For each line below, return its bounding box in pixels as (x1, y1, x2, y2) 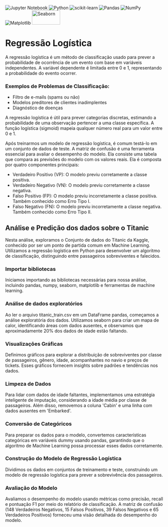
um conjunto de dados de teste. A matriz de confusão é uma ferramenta (5, 146, 154, 152)
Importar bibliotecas (5, 265, 56, 272)
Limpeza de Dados (5, 380, 51, 387)
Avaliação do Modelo (5, 484, 58, 491)
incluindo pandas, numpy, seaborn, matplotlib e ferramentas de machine (5, 282, 155, 288)
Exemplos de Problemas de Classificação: (5, 83, 110, 90)
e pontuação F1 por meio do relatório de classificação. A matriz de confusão (5, 501, 163, 507)
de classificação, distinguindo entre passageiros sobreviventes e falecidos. (5, 253, 161, 259)
